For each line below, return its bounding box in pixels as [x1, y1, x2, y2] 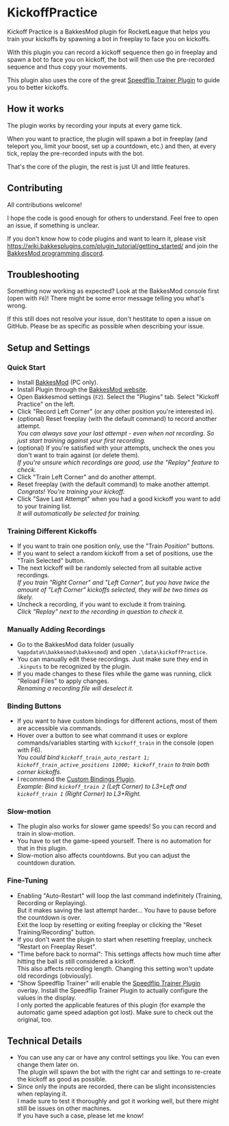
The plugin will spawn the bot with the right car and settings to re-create [16, 1068, 221, 1076]
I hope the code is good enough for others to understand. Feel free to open [7, 214, 219, 222]
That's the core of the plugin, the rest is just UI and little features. [7, 163, 190, 171]
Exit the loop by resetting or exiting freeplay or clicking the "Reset [16, 920, 202, 929]
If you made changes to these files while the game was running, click [16, 669, 212, 678]
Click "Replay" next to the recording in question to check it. [16, 608, 185, 616]
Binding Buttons [7, 701, 62, 710]
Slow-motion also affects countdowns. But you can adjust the [16, 852, 191, 860]
